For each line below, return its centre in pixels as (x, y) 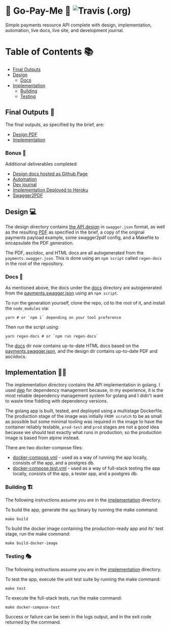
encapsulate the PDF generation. (40, 243)
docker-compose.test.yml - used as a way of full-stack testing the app (86, 468)
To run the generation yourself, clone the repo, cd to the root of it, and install (85, 303)
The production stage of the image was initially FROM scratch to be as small (84, 416)
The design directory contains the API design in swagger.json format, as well (85, 226)
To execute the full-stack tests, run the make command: (64, 598)
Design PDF (25, 134)
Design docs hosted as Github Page (50, 174)
